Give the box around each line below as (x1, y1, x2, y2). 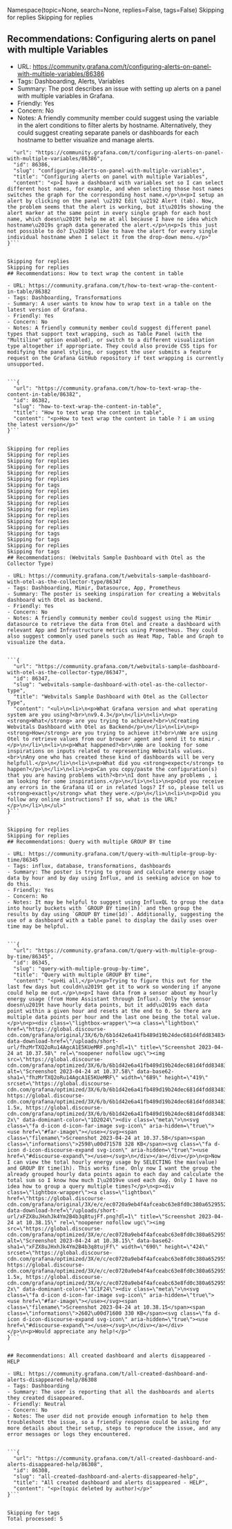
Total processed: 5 (7, 1515, 64, 1522)
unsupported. (7, 361, 45, 368)
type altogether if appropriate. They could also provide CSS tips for (7, 342, 217, 350)
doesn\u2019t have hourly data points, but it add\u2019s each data (7, 1001, 209, 1008)
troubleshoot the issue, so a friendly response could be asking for (7, 1418, 212, 1425)
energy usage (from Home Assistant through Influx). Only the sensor (7, 995, 212, 1003)
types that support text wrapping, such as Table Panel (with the (7, 330, 202, 337)
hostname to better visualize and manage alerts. (17, 135, 155, 144)
